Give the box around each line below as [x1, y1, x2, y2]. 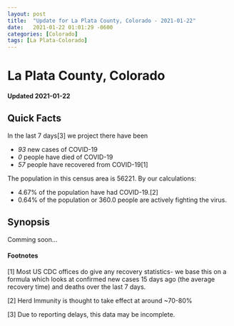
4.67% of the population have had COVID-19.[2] [17, 188, 158, 196]
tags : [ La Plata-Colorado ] [7, 37, 88, 44]
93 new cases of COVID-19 [17, 145, 98, 153]
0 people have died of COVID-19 [17, 153, 113, 161]
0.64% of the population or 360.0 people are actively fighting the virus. [17, 195, 227, 204]
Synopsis [7, 216, 50, 228]
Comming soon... [7, 235, 58, 243]
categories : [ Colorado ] [7, 30, 78, 38]
